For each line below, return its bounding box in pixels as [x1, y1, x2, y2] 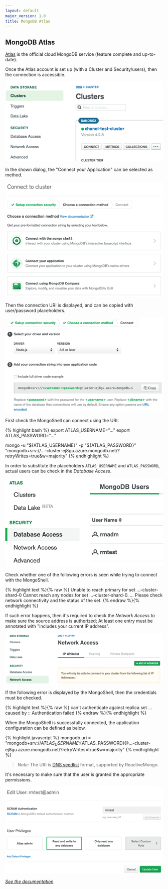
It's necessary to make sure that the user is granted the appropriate [5, 771, 145, 777]
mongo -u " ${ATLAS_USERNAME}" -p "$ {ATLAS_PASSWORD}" [5, 442, 136, 448]
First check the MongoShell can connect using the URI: [5, 417, 119, 423]
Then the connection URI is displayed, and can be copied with [5, 302, 133, 308]
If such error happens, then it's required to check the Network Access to [5, 613, 155, 619]
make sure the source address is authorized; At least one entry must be [5, 618, 153, 624]
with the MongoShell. [5, 577, 49, 583]
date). [5, 57, 18, 63]
